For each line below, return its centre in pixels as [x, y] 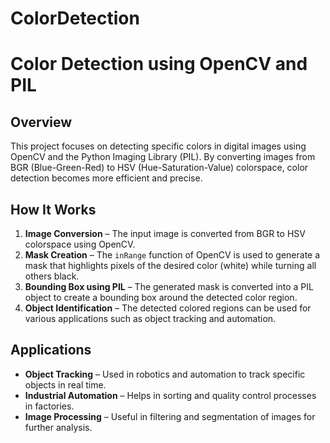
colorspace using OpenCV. [80, 244]
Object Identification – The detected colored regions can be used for [168, 308]
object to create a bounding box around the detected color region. [161, 297]
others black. [52, 276]
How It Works [53, 209]
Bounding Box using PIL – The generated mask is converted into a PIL [169, 286]
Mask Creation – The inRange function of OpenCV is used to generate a [172, 255]
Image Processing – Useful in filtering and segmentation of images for [170, 416]
